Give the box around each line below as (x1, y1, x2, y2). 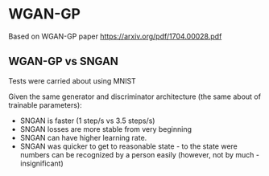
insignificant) (19, 158, 64, 168)
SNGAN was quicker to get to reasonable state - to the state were (19, 141, 238, 151)
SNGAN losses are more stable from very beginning (19, 124, 192, 133)
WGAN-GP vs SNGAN (8, 55, 119, 68)
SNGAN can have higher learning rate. (19, 133, 147, 142)
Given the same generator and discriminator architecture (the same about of (8, 92, 262, 101)
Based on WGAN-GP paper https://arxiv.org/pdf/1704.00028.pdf (8, 31, 222, 41)
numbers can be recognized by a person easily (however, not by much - (19, 149, 260, 159)
